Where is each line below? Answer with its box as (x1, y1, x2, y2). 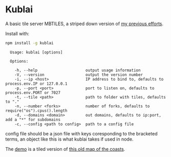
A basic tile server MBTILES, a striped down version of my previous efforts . (5, 21, 164, 27)
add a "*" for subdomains (5, 117, 60, 122)
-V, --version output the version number (14, 72, 143, 77)
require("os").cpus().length (5, 108, 68, 113)
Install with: (5, 30, 30, 36)
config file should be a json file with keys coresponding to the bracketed (5, 130, 158, 136)
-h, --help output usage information (14, 68, 141, 73)
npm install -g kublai (5, 40, 54, 46)
